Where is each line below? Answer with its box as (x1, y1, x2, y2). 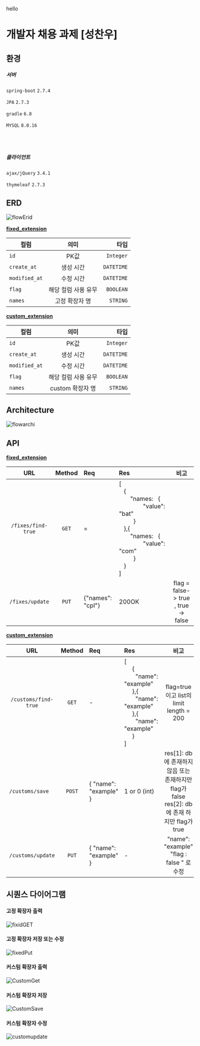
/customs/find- (11, 696, 54, 703)
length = (167, 706, 190, 715)
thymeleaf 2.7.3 (6, 181, 46, 187)
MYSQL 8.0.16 (6, 122, 37, 128)
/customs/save (9, 787, 49, 795)
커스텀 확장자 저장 (6, 991, 48, 999)
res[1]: (164, 749, 184, 757)
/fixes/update (9, 598, 49, 605)
